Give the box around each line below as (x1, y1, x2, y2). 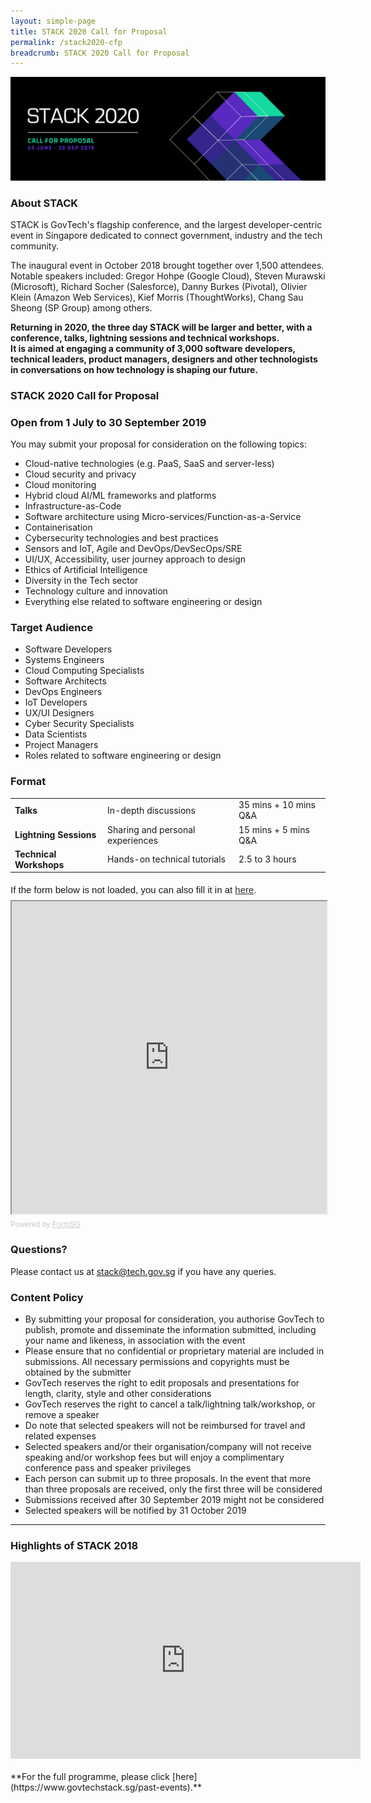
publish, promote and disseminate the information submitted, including (24, 1324, 317, 1336)
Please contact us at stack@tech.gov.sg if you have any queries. (10, 1265, 277, 1277)
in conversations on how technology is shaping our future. (10, 363, 259, 375)
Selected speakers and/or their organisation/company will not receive (24, 1441, 312, 1453)
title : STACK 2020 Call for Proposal (10, 26, 168, 37)
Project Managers (24, 739, 99, 751)
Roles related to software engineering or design (24, 750, 222, 762)
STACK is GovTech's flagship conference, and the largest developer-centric (10, 218, 323, 230)
